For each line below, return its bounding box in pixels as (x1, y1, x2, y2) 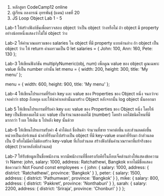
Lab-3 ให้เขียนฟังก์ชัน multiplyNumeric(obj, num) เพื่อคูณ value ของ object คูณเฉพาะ (5, 61, 160, 66)
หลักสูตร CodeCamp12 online (12, 4, 68, 10)
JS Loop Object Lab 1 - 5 (12, 15, 62, 21)
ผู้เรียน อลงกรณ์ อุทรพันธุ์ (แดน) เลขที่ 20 (12, 10, 80, 15)
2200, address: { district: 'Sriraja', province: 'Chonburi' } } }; (5, 186, 126, 191)
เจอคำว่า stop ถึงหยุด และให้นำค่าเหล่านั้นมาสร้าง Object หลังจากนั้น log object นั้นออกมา (5, 96, 156, 102)
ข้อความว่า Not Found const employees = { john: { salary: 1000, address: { (5, 165, 149, 170)
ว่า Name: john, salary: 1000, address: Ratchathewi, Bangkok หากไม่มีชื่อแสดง (5, 159, 153, 165)
